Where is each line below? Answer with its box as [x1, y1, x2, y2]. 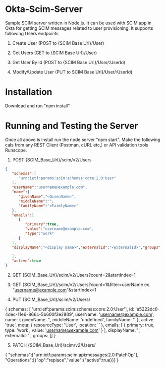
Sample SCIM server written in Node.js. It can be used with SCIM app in [5, 20, 152, 26]
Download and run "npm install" [5, 103, 70, 109]
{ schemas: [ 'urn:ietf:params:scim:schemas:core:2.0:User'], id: [5, 306, 135, 312]
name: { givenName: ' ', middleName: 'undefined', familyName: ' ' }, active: [5, 317, 155, 323]
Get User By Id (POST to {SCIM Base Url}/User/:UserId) [12, 59, 125, 65]
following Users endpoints [5, 30, 58, 36]
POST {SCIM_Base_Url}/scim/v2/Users [12, 156, 92, 162]
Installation [5, 86, 53, 98]
